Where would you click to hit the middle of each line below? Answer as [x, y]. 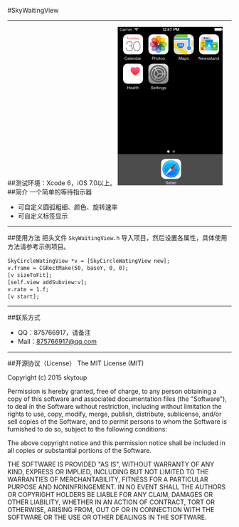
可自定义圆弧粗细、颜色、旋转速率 [68, 207]
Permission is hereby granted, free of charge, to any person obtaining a [112, 391]
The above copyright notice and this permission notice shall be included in [116, 443]
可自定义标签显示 [43, 216]
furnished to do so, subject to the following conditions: [87, 429]
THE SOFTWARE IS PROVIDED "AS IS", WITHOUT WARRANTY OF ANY [111, 464]
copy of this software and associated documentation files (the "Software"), [117, 399]
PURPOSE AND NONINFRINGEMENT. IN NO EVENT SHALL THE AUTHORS [117, 487]
